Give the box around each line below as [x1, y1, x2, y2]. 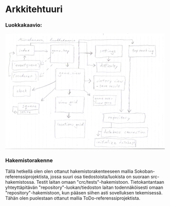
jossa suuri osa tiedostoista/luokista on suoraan [50, 173, 150, 180]
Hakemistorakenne [5, 157, 53, 164]
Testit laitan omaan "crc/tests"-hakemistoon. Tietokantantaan [36, 179, 164, 185]
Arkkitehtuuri [5, 4, 63, 15]
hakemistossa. [5, 179, 35, 185]
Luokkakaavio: [5, 22, 42, 29]
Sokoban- [134, 168, 155, 174]
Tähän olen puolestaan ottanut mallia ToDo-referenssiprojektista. [5, 195, 141, 201]
